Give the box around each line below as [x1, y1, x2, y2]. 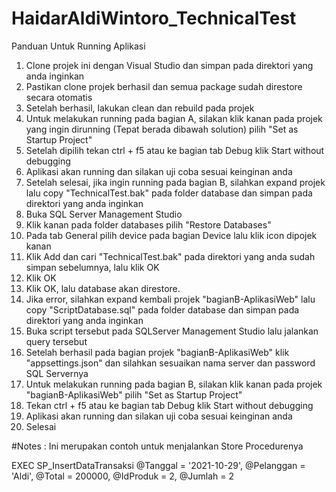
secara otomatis [25, 91, 93, 103]
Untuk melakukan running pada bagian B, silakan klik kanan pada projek [25, 378, 323, 390]
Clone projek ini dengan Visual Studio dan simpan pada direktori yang [25, 59, 314, 71]
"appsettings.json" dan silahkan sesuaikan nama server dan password [25, 357, 316, 369]
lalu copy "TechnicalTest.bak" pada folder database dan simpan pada [25, 187, 313, 199]
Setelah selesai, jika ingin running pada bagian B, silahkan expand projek [25, 176, 326, 188]
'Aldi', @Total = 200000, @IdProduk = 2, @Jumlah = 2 [11, 470, 235, 482]
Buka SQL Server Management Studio [25, 208, 183, 220]
